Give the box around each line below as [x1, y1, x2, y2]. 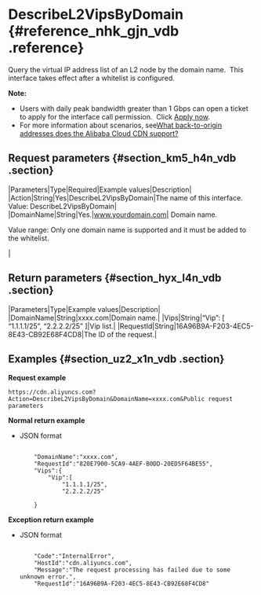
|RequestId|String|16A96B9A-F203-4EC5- [117, 321, 254, 331]
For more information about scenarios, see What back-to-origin [19, 120, 223, 130]
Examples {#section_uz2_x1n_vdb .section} [8, 352, 225, 365]
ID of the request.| [97, 329, 158, 339]
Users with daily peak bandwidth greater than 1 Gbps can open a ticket [19, 104, 248, 113]
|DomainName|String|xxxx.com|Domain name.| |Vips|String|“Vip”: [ [8, 313, 225, 322]
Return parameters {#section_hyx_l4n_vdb [8, 271, 222, 285]
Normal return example [8, 416, 85, 425]
